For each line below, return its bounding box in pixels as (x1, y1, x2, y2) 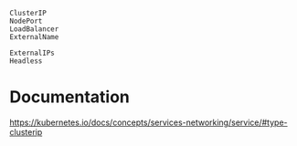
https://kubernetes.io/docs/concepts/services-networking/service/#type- (9, 117, 288, 128)
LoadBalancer (9, 25, 59, 34)
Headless (9, 57, 43, 66)
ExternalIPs (9, 48, 55, 57)
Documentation (9, 87, 131, 108)
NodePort (9, 16, 43, 26)
